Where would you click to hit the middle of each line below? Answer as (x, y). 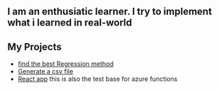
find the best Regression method (65, 64)
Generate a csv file (45, 72)
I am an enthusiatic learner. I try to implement (109, 12)
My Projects (34, 46)
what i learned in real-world (70, 23)
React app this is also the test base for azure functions (97, 79)
